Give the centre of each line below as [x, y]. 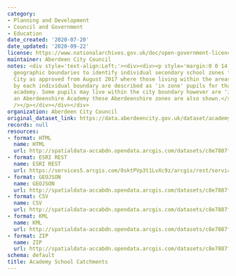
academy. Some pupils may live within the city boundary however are [117, 92]
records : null [28, 125]
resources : [23, 131]
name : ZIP [28, 242]
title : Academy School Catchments [58, 262]
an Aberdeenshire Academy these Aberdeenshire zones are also [106, 99]
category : [22, 14]
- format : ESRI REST [38, 158]
